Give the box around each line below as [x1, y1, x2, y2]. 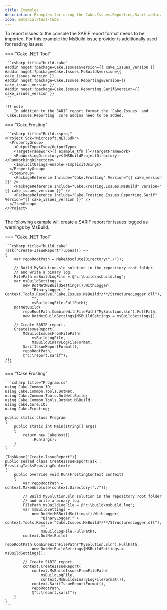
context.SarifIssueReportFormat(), [31, 581, 106, 587]
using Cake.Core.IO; [5, 402, 48, 407]
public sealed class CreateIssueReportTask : [5, 459, 101, 464]
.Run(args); [31, 437, 57, 442]
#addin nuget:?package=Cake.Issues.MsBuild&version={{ [5, 69, 122, 74]
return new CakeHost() [23, 433, 70, 438]
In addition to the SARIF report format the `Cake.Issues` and [14, 109, 149, 114]
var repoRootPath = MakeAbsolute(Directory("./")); [14, 257, 124, 262]
